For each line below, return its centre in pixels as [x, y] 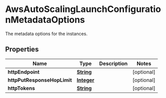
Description [113, 63]
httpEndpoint [24, 72]
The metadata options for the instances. [46, 33]
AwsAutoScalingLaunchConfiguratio [83, 9]
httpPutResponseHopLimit [40, 80]
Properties [22, 49]
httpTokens [21, 88]
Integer [85, 80]
